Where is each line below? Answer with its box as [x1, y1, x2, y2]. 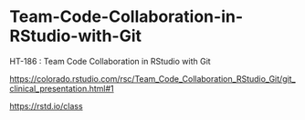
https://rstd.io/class [9, 100, 84, 111]
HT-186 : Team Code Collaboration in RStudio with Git [9, 55, 212, 66]
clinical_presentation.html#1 [9, 83, 114, 94]
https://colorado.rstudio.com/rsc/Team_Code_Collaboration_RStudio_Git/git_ [9, 73, 296, 84]
